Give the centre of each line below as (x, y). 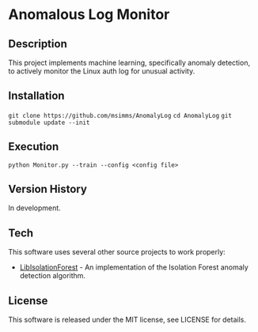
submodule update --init (49, 123)
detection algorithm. (52, 276)
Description (38, 44)
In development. (34, 208)
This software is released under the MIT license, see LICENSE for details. (127, 320)
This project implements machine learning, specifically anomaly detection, (129, 62)
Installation (36, 96)
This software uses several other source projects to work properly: (117, 252)
